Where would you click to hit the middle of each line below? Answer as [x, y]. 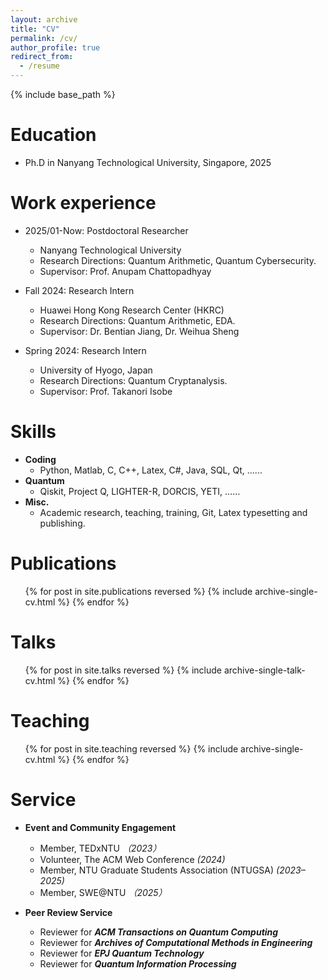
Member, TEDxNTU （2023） [100, 848]
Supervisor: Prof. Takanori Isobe [106, 391]
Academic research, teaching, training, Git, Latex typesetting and [173, 512]
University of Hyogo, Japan [96, 370]
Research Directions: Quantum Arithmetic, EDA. [137, 320]
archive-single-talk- [264, 670]
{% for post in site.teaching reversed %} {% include [131, 748]
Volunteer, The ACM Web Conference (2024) [132, 859]
